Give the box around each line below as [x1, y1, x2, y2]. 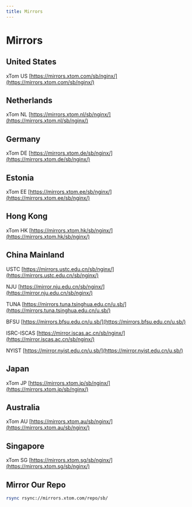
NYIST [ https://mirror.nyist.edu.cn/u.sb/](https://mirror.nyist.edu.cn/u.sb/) [6, 347, 184, 354]
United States [6, 57, 57, 67]
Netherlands [6, 96, 53, 106]
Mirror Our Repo [6, 480, 66, 489]
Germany [6, 134, 41, 144]
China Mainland [6, 250, 65, 260]
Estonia [6, 173, 34, 183]
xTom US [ [6, 72, 31, 79]
